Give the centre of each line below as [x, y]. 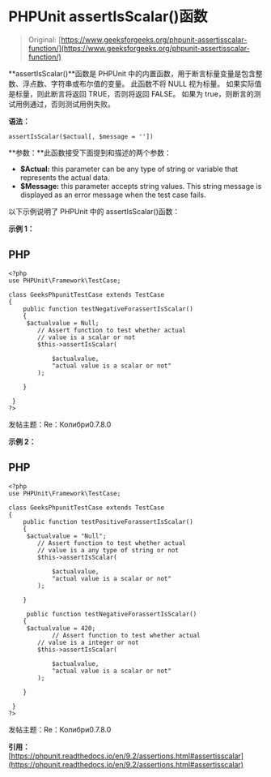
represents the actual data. [65, 177]
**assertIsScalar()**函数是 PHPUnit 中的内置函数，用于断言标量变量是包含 [132, 73]
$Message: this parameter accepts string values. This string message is [141, 186]
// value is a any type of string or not [108, 550]
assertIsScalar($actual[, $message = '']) [81, 136]
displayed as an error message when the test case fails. [113, 195]
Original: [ [44, 39]
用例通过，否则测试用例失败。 [65, 104]
